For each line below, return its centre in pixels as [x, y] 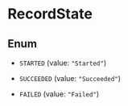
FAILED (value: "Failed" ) [59, 94]
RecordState [50, 14]
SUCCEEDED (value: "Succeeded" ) [70, 78]
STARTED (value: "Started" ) [62, 63]
